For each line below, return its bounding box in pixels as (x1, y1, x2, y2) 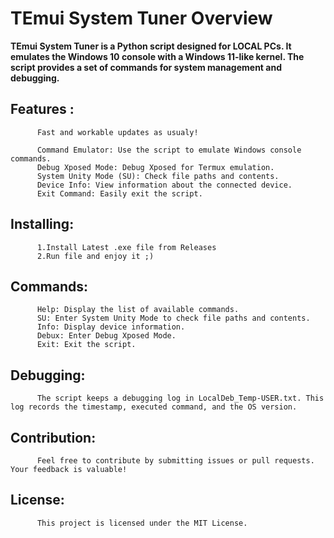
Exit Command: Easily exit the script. (36, 188, 203, 199)
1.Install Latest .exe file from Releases (36, 242, 217, 252)
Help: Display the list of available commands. (36, 305, 240, 315)
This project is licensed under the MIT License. (36, 518, 248, 528)
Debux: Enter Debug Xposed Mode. (36, 331, 177, 341)
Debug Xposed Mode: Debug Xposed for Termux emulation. (36, 162, 275, 172)
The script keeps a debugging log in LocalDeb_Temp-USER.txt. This (36, 393, 325, 404)
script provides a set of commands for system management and (10, 61, 282, 73)
